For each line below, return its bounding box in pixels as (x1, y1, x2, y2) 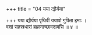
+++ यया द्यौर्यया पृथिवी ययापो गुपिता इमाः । (6, 17, 87, 24)
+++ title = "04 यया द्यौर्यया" (6, 6, 66, 12)
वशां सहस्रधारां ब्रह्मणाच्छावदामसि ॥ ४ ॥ (6, 24, 79, 30)
